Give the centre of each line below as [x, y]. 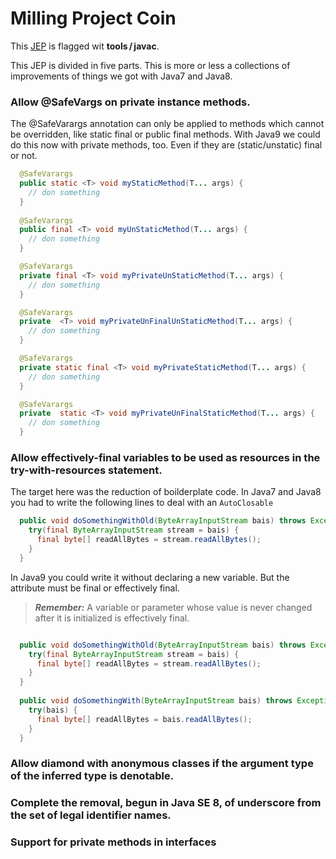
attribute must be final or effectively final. [95, 588]
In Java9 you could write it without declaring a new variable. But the [150, 577]
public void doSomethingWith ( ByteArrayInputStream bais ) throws [156, 701]
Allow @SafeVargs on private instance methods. [130, 102]
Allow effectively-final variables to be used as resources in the [165, 458]
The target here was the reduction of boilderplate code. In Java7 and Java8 [166, 492]
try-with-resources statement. [86, 470]
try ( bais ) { [53, 710]
